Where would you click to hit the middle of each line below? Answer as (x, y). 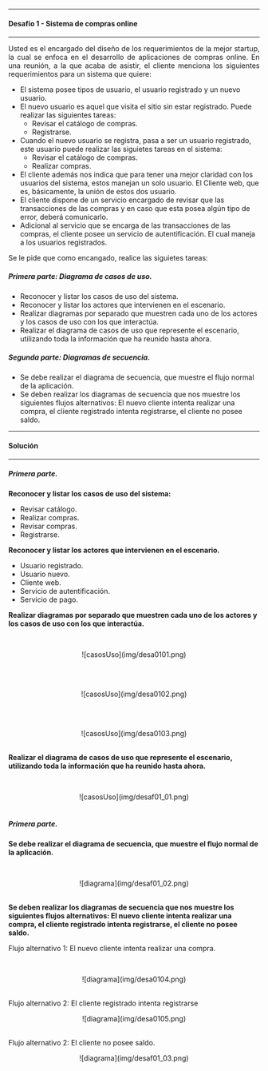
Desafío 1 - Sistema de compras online (73, 23)
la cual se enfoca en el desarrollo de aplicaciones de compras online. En (134, 58)
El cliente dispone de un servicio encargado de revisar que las (122, 200)
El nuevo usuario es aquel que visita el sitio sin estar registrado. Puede (136, 107)
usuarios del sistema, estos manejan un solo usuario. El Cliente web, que (139, 183)
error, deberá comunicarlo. (64, 217)
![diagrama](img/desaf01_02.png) (134, 883)
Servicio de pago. (49, 599)
